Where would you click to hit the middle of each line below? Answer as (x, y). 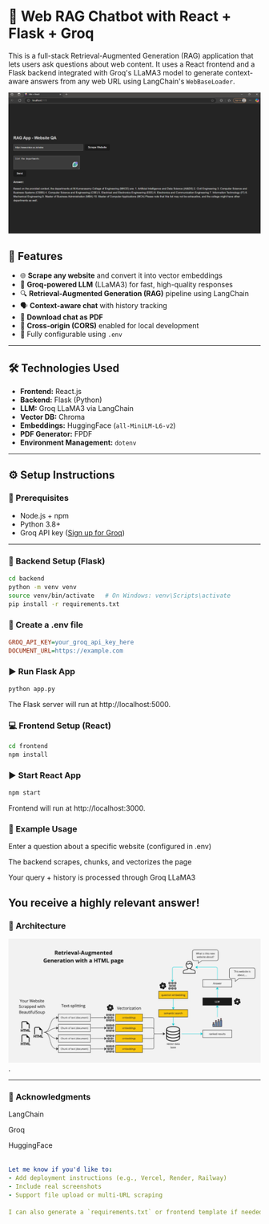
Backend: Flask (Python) (61, 400)
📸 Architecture (37, 925)
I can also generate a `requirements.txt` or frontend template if (123, 1212)
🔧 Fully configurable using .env (71, 334)
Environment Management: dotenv (78, 443)
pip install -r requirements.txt (64, 604)
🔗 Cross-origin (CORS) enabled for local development (109, 326)
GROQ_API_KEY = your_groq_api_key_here (71, 642)
